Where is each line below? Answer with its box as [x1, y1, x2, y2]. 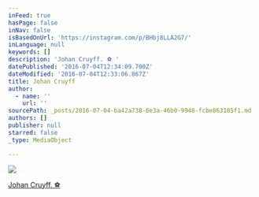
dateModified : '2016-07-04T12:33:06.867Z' [8, 70, 150, 78]
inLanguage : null [8, 41, 65, 49]
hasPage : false [8, 19, 58, 27]
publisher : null [8, 121, 61, 129]
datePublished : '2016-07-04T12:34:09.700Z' [8, 63, 154, 71]
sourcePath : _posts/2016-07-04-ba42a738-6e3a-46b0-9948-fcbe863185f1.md [8, 107, 252, 115]
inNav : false [8, 26, 51, 34]
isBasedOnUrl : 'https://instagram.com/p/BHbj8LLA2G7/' [8, 33, 192, 42]
